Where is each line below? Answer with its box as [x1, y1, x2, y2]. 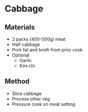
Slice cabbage [11, 90, 42, 96]
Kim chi [19, 63, 35, 68]
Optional [11, 52, 29, 58]
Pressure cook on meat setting [11, 101, 75, 107]
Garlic [19, 57, 32, 63]
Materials [4, 23, 35, 31]
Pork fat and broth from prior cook [11, 47, 83, 52]
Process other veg [11, 95, 50, 101]
